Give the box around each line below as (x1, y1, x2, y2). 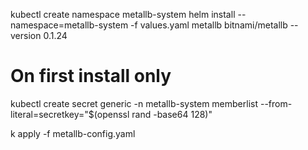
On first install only (10, 65, 172, 88)
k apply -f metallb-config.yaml (10, 127, 136, 139)
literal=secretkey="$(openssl (10, 108, 130, 120)
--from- (259, 97, 293, 109)
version (10, 30, 42, 41)
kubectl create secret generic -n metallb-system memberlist (10, 97, 259, 109)
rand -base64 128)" (131, 108, 213, 120)
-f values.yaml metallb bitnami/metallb (130, 19, 288, 31)
